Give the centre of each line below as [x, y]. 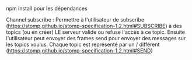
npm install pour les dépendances [47, 8]
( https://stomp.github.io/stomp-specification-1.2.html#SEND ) [79, 51]
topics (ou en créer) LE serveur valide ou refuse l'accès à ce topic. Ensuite [96, 32]
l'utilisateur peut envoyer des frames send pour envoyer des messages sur [96, 38]
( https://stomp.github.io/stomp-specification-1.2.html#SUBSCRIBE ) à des [94, 26]
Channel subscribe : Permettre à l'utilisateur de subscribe [75, 20]
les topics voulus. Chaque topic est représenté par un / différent [83, 44]
